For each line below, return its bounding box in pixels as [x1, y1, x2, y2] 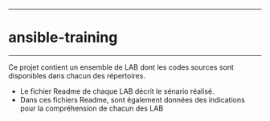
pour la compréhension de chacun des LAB [19, 103, 164, 113]
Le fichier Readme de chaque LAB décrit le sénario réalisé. [19, 86, 215, 96]
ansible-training [8, 29, 118, 46]
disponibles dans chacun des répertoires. [8, 71, 146, 80]
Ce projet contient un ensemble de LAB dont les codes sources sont [8, 62, 235, 72]
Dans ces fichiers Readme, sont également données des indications [19, 95, 245, 104]
